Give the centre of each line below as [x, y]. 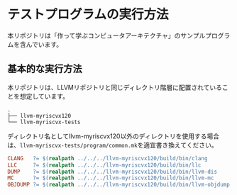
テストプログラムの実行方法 [88, 15]
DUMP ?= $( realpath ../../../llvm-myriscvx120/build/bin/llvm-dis [112, 172]
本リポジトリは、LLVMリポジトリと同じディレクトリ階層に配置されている [115, 87]
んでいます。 [44, 44]
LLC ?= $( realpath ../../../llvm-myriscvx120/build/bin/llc [104, 165]
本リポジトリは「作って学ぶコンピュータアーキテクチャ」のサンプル [106, 35]
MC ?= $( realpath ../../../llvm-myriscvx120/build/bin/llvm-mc [111, 178]
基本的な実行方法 [45, 69]
